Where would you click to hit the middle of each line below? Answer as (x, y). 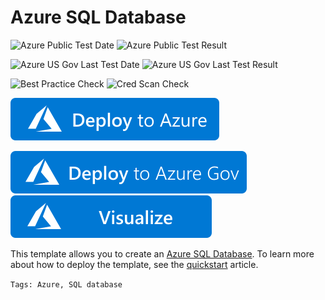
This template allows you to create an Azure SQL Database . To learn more (162, 253)
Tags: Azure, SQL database (66, 284)
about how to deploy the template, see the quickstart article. (134, 264)
